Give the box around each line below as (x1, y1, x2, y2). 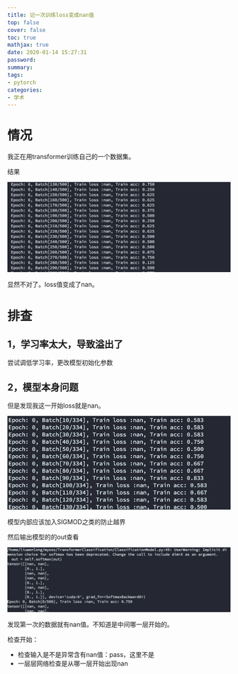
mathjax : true (7, 41, 50, 49)
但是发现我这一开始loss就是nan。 (7, 401, 105, 410)
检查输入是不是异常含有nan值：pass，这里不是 (17, 650, 154, 658)
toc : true (7, 34, 37, 41)
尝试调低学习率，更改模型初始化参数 (7, 359, 113, 367)
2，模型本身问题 (7, 381, 79, 393)
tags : (7, 71, 23, 78)
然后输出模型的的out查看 (7, 533, 79, 541)
